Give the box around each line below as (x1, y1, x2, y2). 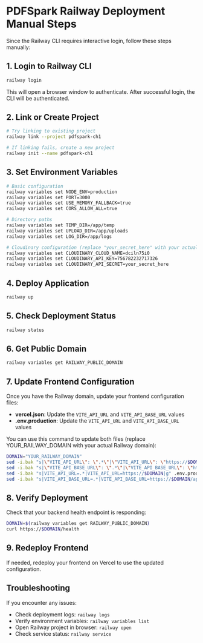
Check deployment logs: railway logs (14, 610, 110, 618)
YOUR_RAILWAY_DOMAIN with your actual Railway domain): (6, 442, 157, 449)
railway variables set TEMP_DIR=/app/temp (6, 222, 115, 228)
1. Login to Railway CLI (6, 61, 92, 71)
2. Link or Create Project (6, 112, 99, 122)
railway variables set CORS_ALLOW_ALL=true (6, 206, 118, 212)
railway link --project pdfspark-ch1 (6, 134, 101, 140)
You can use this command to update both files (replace (6, 435, 146, 443)
